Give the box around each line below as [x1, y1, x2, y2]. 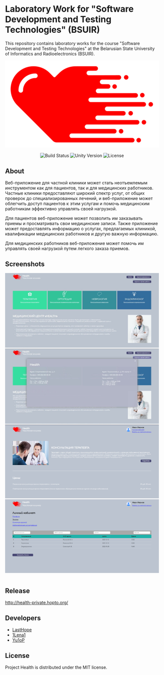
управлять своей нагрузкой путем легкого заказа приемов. [5, 246, 130, 251]
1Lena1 [12, 632, 26, 638]
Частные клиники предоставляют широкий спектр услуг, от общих [5, 190, 145, 196]
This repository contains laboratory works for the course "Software [5, 40, 140, 46]
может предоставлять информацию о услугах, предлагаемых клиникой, [5, 226, 156, 232]
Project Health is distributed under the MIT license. [5, 664, 107, 671]
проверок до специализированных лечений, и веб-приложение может [5, 196, 153, 202]
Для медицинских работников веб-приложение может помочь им [5, 241, 144, 247]
